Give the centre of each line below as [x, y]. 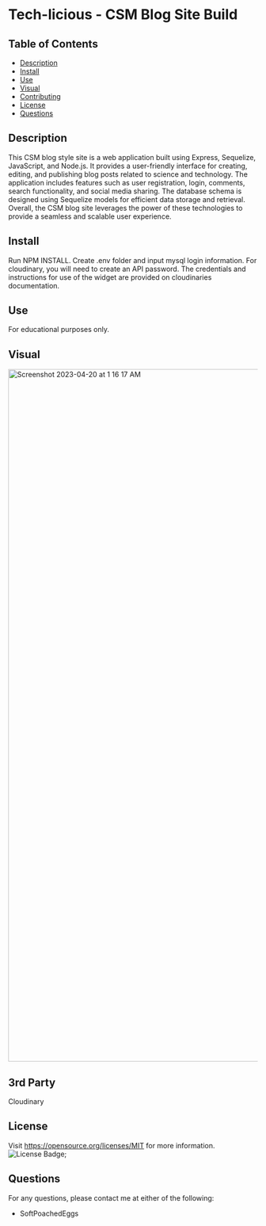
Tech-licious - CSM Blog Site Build [123, 15]
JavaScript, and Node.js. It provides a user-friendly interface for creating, [128, 166]
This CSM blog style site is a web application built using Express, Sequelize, [132, 157]
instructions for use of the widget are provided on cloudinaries [110, 277]
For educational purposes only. [59, 330]
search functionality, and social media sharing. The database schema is [125, 191]
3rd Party [32, 1082]
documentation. [34, 285]
